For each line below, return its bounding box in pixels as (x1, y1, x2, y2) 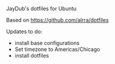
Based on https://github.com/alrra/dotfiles (6, 17, 109, 23)
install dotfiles (14, 52, 49, 59)
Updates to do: (6, 28, 43, 35)
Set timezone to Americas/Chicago (14, 46, 100, 53)
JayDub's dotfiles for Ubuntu (6, 5, 77, 12)
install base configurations (14, 40, 80, 46)
